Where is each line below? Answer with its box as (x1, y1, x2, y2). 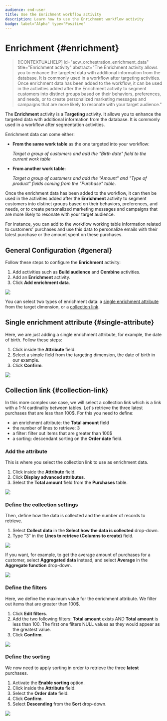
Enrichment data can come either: (5, 132, 75, 138)
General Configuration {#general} (5, 246, 112, 255)
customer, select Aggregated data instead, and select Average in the (5, 557, 148, 563)
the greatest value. (12, 626, 51, 632)
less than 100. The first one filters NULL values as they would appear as (12, 621, 160, 627)
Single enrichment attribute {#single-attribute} (5, 318, 155, 327)
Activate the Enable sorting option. (12, 680, 85, 686)
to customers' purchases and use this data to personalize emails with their (5, 226, 158, 232)
